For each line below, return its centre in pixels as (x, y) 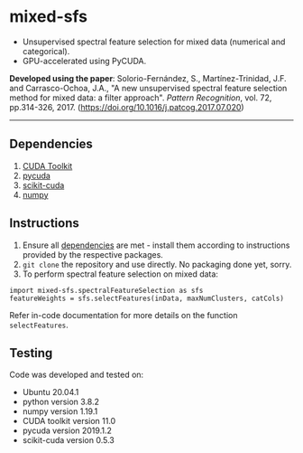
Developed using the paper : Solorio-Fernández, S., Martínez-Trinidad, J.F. (148, 78)
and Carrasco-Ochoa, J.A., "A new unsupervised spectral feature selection (148, 88)
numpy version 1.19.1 (60, 411)
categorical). (46, 51)
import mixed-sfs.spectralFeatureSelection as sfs (106, 290)
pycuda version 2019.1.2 (67, 430)
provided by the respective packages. (93, 254)
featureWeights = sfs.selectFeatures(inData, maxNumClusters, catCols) (147, 298)
